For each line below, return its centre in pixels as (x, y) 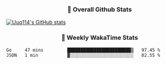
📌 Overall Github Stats (100, 9)
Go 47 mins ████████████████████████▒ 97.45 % (83, 50)
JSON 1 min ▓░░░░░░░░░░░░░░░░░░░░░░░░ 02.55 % (83, 55)
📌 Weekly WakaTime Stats (100, 38)
